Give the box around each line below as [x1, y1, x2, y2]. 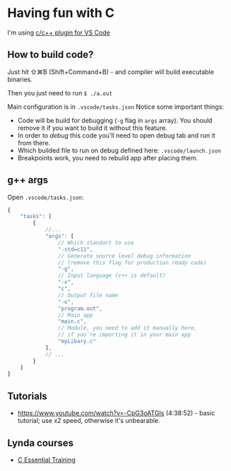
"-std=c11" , [57, 246, 93, 253]
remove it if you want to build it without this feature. [17, 124, 168, 132]
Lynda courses [7, 436, 74, 449]
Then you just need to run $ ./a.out [7, 88, 113, 97]
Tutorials [7, 390, 47, 402]
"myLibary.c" [57, 338, 97, 345]
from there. [17, 138, 51, 147]
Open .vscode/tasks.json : [7, 193, 84, 201]
